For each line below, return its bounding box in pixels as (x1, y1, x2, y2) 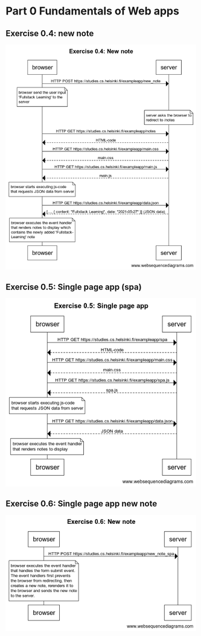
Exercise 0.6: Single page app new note (5, 499, 158, 509)
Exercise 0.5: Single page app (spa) (5, 282, 142, 292)
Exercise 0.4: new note (5, 28, 94, 39)
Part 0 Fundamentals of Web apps (5, 4, 179, 18)
